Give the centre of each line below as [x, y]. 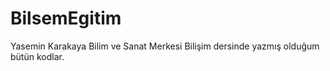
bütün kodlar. [37, 56]
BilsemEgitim [66, 18]
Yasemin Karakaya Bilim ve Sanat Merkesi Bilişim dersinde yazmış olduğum [165, 46]
